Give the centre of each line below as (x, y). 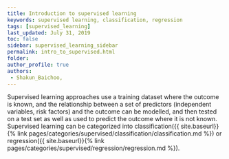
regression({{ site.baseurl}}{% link (56, 141)
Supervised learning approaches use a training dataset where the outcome (113, 97)
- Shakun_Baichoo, (36, 77)
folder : (18, 59)
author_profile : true (38, 65)
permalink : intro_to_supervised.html (61, 52)
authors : (20, 71)
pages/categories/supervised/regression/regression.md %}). (94, 148)
